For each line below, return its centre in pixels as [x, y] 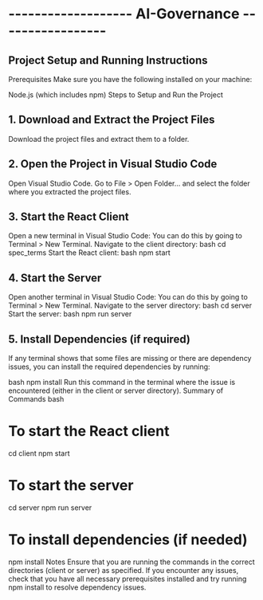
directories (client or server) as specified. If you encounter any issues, [124, 570]
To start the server [71, 486]
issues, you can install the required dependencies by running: [109, 367]
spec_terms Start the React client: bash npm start [90, 253]
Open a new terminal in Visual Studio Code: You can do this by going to [126, 236]
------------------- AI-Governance [124, 14]
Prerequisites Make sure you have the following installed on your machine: [130, 79]
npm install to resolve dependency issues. [77, 587]
